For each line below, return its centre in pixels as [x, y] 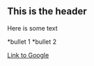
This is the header [47, 11]
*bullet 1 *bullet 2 [32, 42]
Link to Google [28, 55]
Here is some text [32, 28]
